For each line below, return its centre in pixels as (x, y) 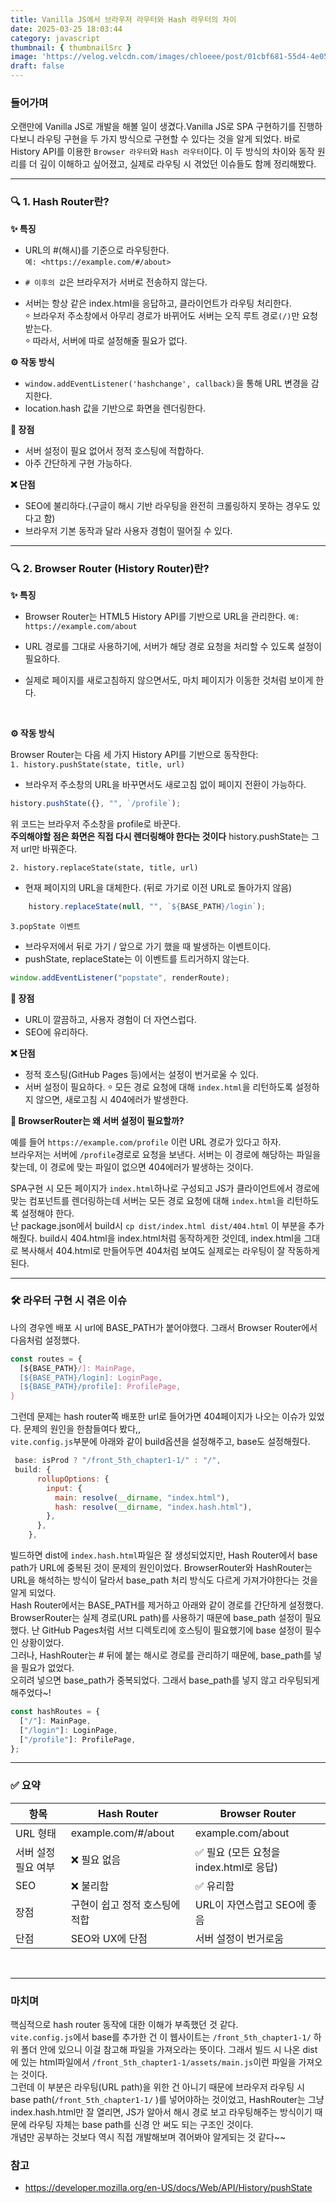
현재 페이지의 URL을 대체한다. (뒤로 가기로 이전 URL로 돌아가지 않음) (158, 887)
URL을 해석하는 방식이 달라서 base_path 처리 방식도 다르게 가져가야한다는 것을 (164, 1580)
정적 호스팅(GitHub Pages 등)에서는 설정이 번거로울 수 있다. (141, 1074)
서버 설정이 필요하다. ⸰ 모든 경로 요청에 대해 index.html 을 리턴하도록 (158, 1087)
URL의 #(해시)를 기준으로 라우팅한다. (97, 250)
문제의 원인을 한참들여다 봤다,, (82, 1429)
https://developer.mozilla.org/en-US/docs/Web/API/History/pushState (168, 2188)
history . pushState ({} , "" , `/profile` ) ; (96, 803)
